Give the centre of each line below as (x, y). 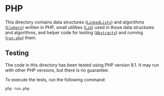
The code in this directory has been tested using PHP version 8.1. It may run (82, 65)
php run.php (17, 89)
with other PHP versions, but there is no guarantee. (57, 70)
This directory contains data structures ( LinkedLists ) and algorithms (75, 22)
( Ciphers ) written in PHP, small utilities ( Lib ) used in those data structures (80, 27)
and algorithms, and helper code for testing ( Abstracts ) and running (74, 32)
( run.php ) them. (21, 38)
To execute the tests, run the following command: (56, 79)
